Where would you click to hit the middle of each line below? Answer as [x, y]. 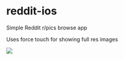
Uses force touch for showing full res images [62, 39]
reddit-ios [32, 11]
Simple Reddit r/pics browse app [47, 28]
